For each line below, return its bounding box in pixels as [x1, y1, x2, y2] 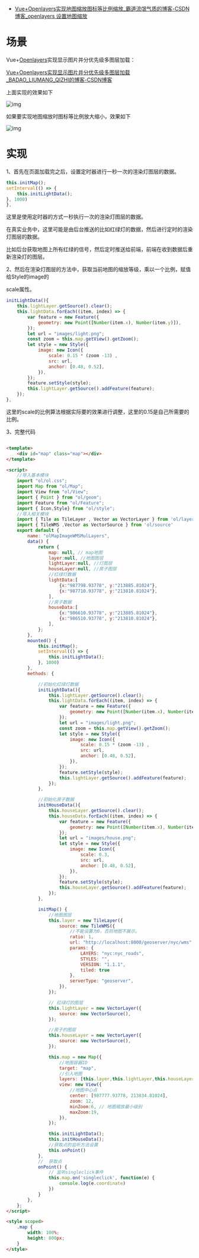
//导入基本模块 [17, 473, 49, 479]
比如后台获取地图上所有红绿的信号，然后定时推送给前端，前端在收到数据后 [6, 246, 188, 253]
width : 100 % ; [27, 1230, 60, 1236]
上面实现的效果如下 [6, 88, 53, 96]
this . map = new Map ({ [48, 1054, 102, 1060]
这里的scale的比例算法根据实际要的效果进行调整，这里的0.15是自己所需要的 [6, 408, 190, 415]
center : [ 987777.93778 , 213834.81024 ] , [69, 1093, 168, 1099]
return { [37, 544, 60, 550]
